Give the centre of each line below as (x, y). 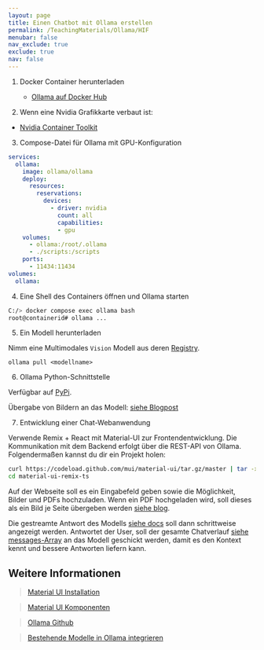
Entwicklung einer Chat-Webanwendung (85, 423)
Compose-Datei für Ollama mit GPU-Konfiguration (101, 142)
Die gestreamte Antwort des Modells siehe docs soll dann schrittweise (122, 523)
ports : (33, 259)
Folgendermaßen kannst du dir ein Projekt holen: (87, 455)
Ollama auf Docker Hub (69, 97)
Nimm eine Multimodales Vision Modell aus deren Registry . (104, 348)
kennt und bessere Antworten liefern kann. (77, 549)
